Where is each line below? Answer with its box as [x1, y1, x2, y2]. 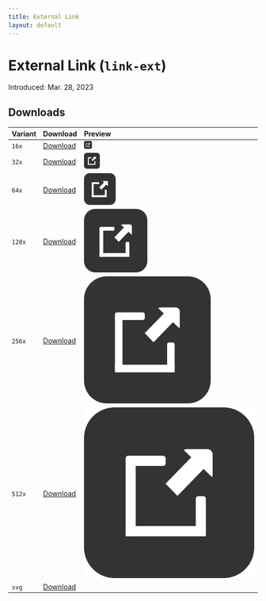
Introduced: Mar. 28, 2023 [8, 83, 93, 92]
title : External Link [8, 13, 80, 21]
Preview [83, 129, 112, 138]
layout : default [8, 21, 62, 29]
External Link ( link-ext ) [8, 56, 167, 75]
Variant [11, 129, 37, 138]
